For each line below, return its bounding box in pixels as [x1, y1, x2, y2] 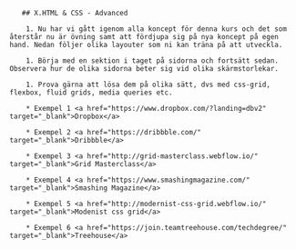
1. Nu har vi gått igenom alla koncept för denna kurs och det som [26, 25, 287, 34]
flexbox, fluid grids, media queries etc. [9, 88, 173, 97]
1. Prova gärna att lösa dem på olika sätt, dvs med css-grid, [26, 80, 271, 89]
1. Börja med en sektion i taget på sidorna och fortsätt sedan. [26, 56, 280, 65]
